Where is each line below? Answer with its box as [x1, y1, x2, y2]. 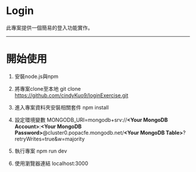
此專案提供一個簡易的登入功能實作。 [6, 24, 93, 31]
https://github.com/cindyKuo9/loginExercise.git [14, 92, 128, 99]
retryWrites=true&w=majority [14, 135, 85, 142]
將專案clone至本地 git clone [14, 85, 81, 92]
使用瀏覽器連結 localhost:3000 [14, 160, 89, 167]
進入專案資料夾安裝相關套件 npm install [14, 104, 109, 111]
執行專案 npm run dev [14, 147, 67, 154]
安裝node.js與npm [14, 73, 59, 80]
